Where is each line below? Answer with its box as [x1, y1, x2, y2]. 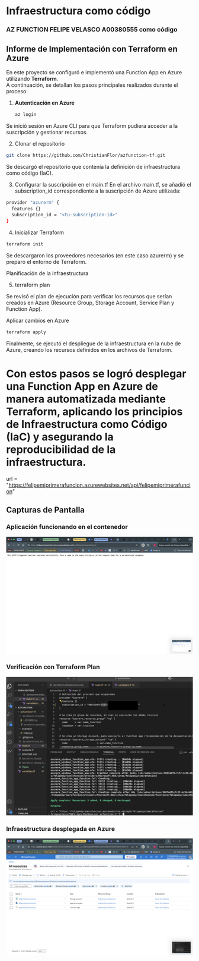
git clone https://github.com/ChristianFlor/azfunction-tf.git [6, 152, 166, 158]
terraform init [6, 241, 44, 247]
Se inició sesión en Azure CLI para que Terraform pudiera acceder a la [6, 122, 178, 129]
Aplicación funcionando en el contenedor [6, 523, 129, 531]
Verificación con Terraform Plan [6, 663, 100, 671]
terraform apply [6, 329, 46, 335]
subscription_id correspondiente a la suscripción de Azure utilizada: [14, 187, 181, 194]
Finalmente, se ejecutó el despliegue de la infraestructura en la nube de [6, 340, 181, 347]
